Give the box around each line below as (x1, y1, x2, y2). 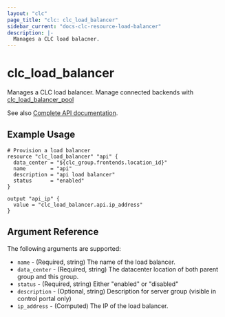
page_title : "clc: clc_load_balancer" (7, 17, 118, 23)
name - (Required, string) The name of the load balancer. (17, 258, 175, 266)
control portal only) (17, 294, 72, 303)
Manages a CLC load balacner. (13, 36, 100, 43)
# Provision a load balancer (7, 147, 91, 154)
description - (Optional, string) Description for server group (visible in (17, 287, 217, 295)
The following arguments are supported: (7, 244, 122, 252)
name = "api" (13, 165, 72, 172)
